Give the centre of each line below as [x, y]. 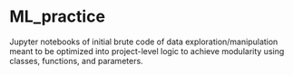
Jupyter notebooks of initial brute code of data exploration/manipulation [144, 42]
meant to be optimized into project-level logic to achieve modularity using [147, 51]
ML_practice [58, 17]
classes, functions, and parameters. [76, 61]
